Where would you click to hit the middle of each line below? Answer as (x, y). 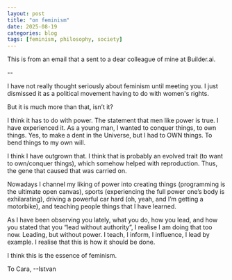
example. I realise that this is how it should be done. (81, 242)
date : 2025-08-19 (32, 26)
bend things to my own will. (47, 142)
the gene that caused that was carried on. (67, 171)
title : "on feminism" (39, 20)
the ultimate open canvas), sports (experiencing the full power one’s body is (116, 192)
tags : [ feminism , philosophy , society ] (65, 40)
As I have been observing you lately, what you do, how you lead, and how (113, 220)
